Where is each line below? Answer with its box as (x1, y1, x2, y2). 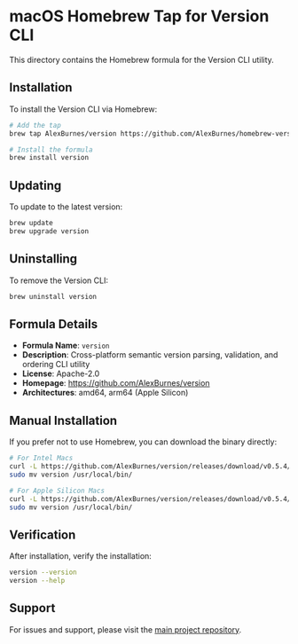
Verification (9, 527, 76, 542)
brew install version (9, 153, 90, 162)
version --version (9, 568, 77, 577)
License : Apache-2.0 (21, 368, 100, 379)
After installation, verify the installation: (9, 551, 153, 562)
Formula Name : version (21, 340, 110, 351)
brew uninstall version (9, 292, 98, 301)
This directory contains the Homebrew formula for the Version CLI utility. (9, 54, 275, 65)
